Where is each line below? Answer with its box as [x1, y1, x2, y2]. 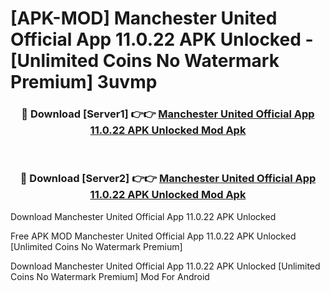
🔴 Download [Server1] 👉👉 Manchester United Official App [21, 107, 315, 121]
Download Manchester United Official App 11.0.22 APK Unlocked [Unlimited [10, 260, 321, 272]
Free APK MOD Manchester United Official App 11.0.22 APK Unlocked [10, 230, 297, 242]
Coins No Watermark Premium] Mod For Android [10, 270, 210, 282]
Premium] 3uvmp [10, 71, 158, 94]
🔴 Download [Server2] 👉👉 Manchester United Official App [19, 172, 317, 186]
